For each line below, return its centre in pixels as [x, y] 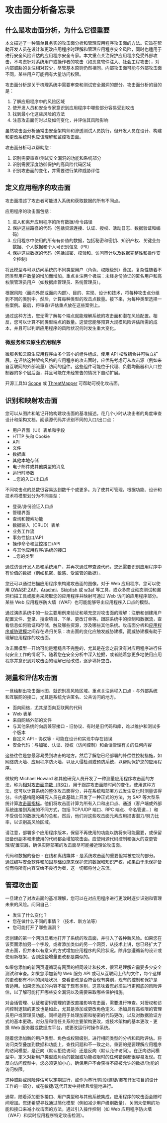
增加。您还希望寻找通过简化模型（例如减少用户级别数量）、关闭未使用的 [82, 1103]
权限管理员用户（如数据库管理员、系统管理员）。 [54, 282]
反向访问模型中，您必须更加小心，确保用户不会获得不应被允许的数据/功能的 [82, 1063]
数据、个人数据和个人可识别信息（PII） [52, 246]
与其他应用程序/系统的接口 [39, 550]
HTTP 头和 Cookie [31, 436]
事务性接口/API [28, 537]
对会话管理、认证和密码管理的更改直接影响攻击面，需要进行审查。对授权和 [81, 1003]
